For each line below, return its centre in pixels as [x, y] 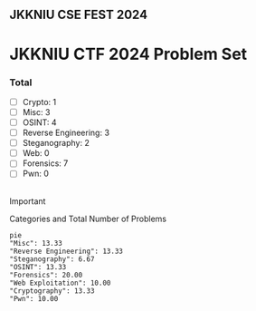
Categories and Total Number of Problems [88, 219]
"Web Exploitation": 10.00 [60, 283]
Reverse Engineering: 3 [66, 133]
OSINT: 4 [39, 122]
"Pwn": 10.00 [34, 299]
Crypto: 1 [39, 102]
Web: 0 [36, 153]
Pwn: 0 [36, 174]
